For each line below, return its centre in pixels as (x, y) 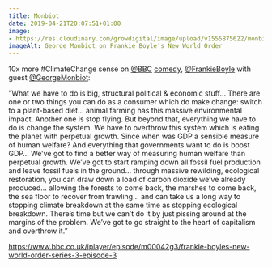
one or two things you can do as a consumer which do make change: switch (136, 102)
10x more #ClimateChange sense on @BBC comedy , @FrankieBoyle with (130, 69)
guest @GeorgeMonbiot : (49, 78)
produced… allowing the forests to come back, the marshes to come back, (132, 188)
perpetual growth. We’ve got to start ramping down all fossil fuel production (134, 162)
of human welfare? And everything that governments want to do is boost (129, 145)
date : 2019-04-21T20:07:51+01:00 (65, 23)
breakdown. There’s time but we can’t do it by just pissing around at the (127, 214)
